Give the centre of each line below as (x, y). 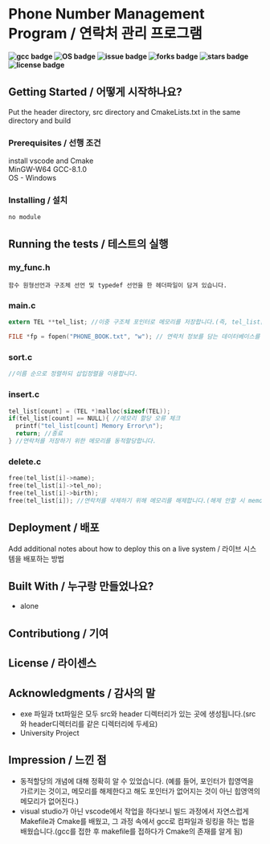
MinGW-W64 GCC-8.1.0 (47, 169)
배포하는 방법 (43, 558)
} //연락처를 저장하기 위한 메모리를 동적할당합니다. (82, 441)
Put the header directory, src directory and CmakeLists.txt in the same (125, 112)
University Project (49, 732)
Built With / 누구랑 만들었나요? (81, 586)
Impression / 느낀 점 (57, 760)
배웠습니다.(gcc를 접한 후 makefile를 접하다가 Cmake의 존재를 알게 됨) (131, 831)
